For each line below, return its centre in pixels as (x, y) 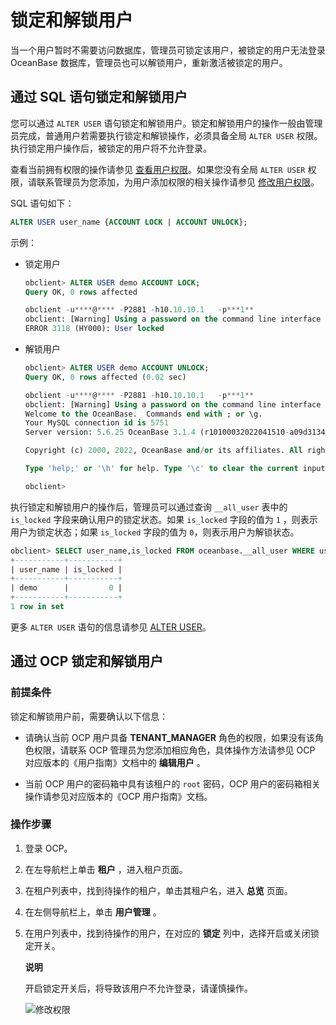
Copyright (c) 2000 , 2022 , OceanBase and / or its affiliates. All (163, 451)
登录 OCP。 (48, 848)
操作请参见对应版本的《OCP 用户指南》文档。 (118, 796)
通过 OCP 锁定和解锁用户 (87, 661)
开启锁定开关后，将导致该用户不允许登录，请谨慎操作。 (138, 988)
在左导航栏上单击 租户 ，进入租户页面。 (106, 869)
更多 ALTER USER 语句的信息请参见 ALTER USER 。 (111, 627)
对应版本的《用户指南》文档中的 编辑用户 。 (115, 762)
